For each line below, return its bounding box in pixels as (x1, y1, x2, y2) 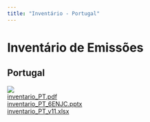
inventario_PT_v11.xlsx (7, 107, 69, 115)
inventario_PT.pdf (7, 92, 57, 101)
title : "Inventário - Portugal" (7, 10, 100, 17)
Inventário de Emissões (7, 39, 144, 55)
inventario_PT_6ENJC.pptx (7, 99, 83, 108)
